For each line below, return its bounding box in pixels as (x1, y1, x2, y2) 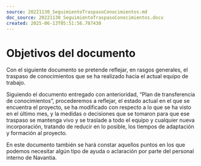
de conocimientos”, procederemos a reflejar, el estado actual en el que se (6, 98, 190, 105)
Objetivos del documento (6, 46, 136, 60)
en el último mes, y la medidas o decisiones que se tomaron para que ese (6, 110, 189, 118)
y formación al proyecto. (6, 130, 68, 137)
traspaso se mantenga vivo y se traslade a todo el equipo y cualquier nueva (6, 116, 195, 124)
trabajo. (6, 79, 26, 87)
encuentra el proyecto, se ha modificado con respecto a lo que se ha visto (6, 104, 192, 111)
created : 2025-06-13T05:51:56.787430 (6, 20, 102, 26)
